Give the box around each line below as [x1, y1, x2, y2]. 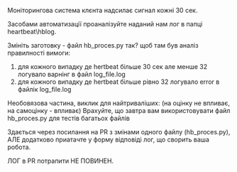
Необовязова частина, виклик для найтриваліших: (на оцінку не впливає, [7, 99, 231, 107]
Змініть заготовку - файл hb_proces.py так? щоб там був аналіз [7, 41, 199, 49]
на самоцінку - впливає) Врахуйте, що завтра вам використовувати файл [7, 107, 231, 114]
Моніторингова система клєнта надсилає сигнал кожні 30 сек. [7, 6, 198, 14]
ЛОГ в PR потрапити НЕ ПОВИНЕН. [7, 156, 114, 165]
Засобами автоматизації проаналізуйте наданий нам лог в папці [7, 20, 203, 28]
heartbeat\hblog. [7, 28, 57, 36]
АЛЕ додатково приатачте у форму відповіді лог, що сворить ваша [7, 135, 209, 144]
